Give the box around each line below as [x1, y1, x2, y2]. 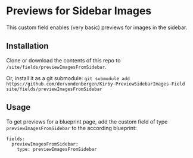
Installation [6, 41, 49, 51]
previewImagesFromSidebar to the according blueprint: [6, 124, 137, 131]
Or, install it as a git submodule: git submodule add [6, 74, 130, 81]
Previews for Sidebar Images [6, 4, 152, 18]
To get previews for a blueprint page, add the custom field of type [6, 118, 168, 125]
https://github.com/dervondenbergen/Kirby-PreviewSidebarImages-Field [6, 81, 185, 87]
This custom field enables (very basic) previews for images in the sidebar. [6, 24, 188, 31]
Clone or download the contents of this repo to [6, 56, 121, 64]
